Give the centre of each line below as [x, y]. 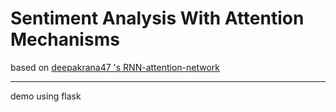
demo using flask [46, 96]
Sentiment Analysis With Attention [157, 18]
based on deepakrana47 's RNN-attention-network [115, 67]
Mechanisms [65, 39]
